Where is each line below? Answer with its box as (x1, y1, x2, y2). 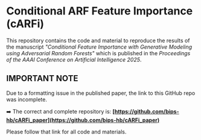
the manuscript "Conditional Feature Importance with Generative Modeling (6, 43, 193, 50)
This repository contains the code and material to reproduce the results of (6, 37, 190, 44)
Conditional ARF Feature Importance (6, 4, 193, 18)
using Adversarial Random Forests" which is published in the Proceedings (6, 49, 191, 56)
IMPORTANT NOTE (6, 73, 78, 84)
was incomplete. (6, 96, 47, 103)
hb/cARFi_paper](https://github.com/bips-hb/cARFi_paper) (6, 116, 160, 124)
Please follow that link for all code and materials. (6, 128, 127, 135)
